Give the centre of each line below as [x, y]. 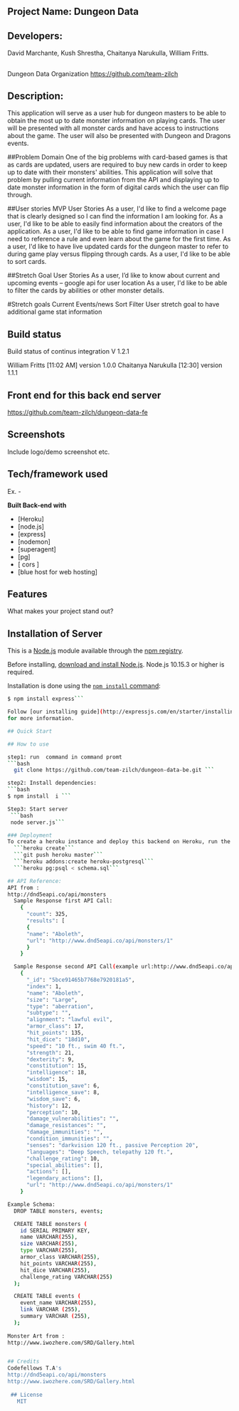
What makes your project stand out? [60, 611]
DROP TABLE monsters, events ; [58, 1211]
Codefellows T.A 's [34, 1368]
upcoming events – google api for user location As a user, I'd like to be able [117, 283]
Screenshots [36, 434]
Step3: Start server [38, 809]
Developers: [35, 36]
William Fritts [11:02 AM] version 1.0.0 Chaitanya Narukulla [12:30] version [115, 365]
